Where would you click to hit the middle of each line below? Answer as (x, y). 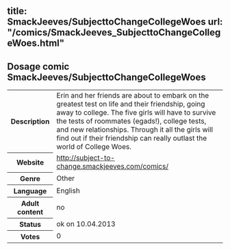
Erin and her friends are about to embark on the (133, 96)
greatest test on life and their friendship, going (131, 104)
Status (30, 224)
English (68, 191)
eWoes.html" (36, 43)
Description (30, 121)
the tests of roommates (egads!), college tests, (131, 121)
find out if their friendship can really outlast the (132, 138)
